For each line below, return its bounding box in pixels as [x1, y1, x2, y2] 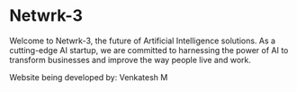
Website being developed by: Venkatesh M [9, 71, 168, 82]
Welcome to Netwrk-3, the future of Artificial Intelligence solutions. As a [9, 35, 276, 46]
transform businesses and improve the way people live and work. [9, 54, 252, 65]
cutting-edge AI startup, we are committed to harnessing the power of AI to [9, 44, 289, 55]
